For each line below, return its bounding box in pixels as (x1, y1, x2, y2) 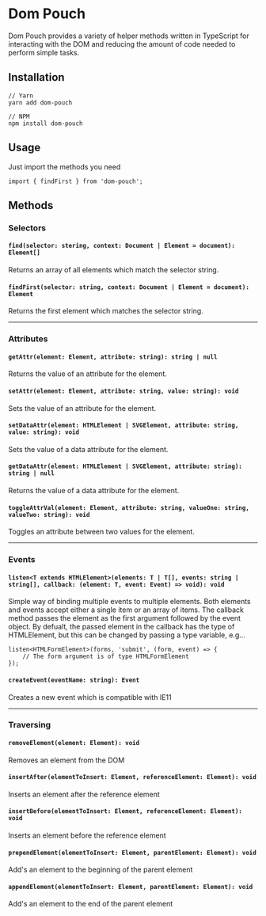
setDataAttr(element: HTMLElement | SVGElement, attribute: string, (8, 421, 239, 430)
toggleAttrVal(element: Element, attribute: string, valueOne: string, (8, 504, 249, 511)
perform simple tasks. (8, 48, 80, 57)
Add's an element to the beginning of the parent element (8, 865, 193, 875)
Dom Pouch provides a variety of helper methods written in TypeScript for (8, 31, 249, 40)
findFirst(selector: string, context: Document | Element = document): (8, 283, 249, 291)
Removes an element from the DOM (8, 755, 125, 765)
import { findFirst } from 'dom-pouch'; (8, 177, 144, 185)
